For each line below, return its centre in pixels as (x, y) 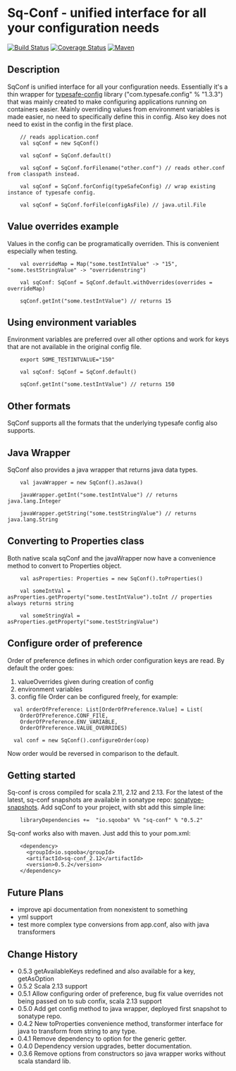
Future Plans (36, 892)
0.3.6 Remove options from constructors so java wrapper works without (122, 1054)
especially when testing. (43, 251)
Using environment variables (72, 322)
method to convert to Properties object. (64, 565)
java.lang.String (33, 520)
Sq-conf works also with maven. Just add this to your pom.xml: (99, 833)
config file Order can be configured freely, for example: (98, 697)
